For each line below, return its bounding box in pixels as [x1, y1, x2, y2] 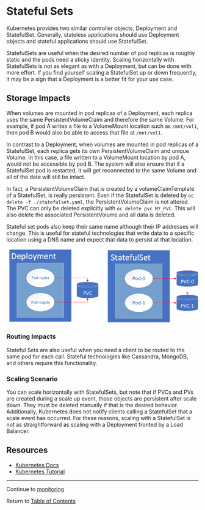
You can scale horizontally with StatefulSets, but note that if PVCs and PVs [6, 388, 194, 396]
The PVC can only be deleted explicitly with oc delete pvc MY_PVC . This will [6, 204, 195, 212]
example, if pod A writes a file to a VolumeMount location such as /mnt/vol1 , [6, 122, 199, 130]
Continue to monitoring [6, 485, 65, 493]
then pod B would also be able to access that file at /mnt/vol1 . [6, 128, 163, 136]
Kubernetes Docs [15, 461, 59, 468]
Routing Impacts [6, 332, 56, 341]
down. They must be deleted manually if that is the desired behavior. [6, 401, 179, 408]
